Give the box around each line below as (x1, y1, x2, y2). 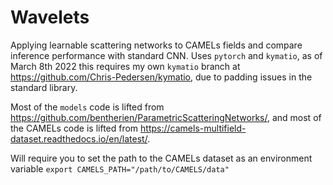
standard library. (10, 81, 78, 93)
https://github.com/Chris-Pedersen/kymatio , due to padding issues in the (10, 71, 313, 83)
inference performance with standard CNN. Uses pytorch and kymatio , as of (10, 49, 323, 61)
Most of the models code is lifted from (10, 101, 165, 113)
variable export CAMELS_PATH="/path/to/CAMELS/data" (10, 162, 230, 175)
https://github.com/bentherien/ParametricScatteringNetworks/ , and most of (10, 111, 322, 123)
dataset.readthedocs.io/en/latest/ (10, 132, 148, 145)
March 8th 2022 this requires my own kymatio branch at (10, 60, 241, 72)
